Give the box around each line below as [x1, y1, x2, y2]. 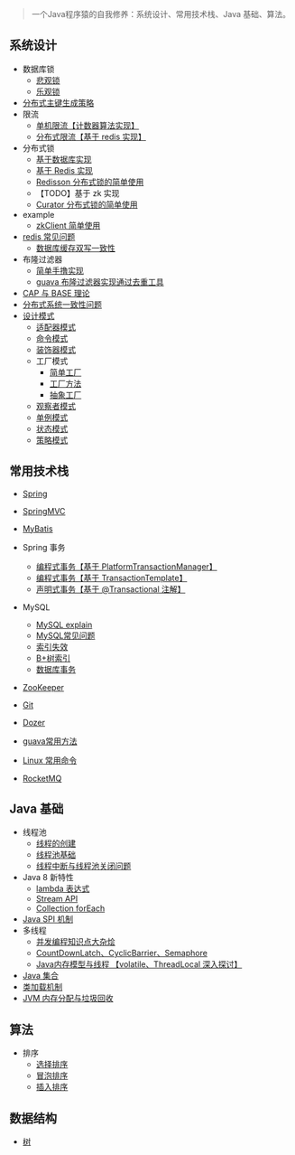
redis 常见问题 [22, 230, 76, 242]
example [22, 209, 55, 220]
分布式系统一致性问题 [22, 298, 102, 310]
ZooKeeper [22, 681, 65, 692]
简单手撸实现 [35, 265, 84, 276]
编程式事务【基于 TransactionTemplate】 [35, 572, 188, 583]
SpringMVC [22, 505, 66, 516]
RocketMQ [22, 773, 62, 784]
